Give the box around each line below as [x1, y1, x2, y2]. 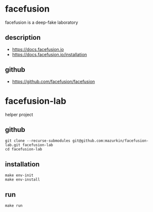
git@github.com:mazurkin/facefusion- [72, 138, 149, 144]
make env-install [5, 177, 40, 182]
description [5, 33, 41, 42]
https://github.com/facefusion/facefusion [12, 79, 95, 84]
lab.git [5, 143, 21, 147]
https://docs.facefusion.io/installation [12, 51, 87, 57]
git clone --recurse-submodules [5, 138, 70, 144]
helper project [5, 112, 33, 117]
